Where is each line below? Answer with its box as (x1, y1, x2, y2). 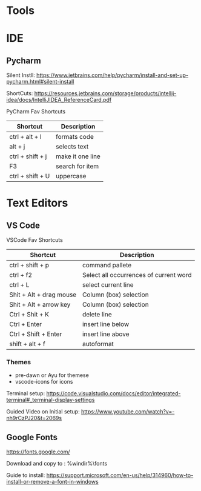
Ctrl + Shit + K (9, 310, 50, 319)
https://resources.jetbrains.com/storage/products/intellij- (34, 90, 177, 97)
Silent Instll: (6, 72, 35, 79)
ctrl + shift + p (9, 261, 50, 270)
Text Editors (6, 196, 68, 210)
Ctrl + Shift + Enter (9, 330, 62, 338)
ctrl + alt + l (9, 133, 42, 141)
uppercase (55, 172, 87, 181)
